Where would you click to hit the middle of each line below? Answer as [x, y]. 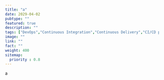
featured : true [20, 23]
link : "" [14, 41]
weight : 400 [17, 50]
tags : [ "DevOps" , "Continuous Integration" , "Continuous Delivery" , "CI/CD [81, 32]
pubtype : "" [17, 19]
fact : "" [14, 46]
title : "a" [16, 10]
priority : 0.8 [25, 60]
